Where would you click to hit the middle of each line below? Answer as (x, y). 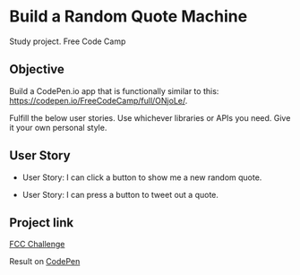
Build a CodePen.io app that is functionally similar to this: (114, 90)
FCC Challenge (37, 245)
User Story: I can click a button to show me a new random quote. (142, 177)
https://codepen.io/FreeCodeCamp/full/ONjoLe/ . (99, 100)
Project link (42, 223)
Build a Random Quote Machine (129, 17)
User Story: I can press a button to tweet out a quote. (120, 194)
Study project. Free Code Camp (68, 41)
